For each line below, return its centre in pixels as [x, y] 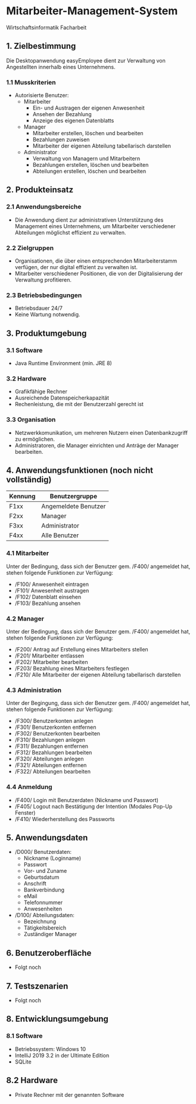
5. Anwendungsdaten [47, 838]
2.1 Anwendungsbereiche [44, 207]
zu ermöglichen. [35, 439]
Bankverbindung [44, 890]
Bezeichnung [40, 922]
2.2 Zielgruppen [30, 248]
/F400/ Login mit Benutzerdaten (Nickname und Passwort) [87, 800]
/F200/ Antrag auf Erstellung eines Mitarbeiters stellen [82, 650]
